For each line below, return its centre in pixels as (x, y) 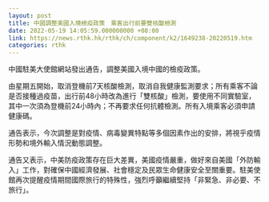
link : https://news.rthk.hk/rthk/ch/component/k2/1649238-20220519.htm (130, 38)
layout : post (30, 16)
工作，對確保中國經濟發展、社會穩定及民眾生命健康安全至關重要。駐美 (138, 170)
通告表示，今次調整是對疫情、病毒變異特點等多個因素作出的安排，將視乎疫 (131, 133)
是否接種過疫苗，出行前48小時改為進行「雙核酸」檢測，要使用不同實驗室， (132, 96)
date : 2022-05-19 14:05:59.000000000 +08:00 (84, 30)
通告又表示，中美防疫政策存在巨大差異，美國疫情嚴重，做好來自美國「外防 (131, 160)
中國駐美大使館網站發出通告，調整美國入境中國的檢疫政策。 (106, 69)
